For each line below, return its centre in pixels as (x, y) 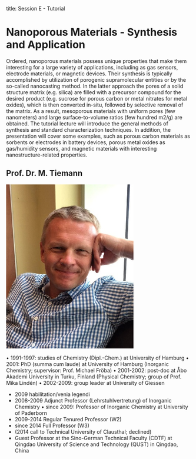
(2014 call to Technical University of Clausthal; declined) (83, 431)
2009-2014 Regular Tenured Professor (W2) (68, 419)
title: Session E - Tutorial (36, 9)
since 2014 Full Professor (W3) (52, 425)
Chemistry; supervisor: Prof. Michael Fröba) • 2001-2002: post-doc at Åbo (97, 370)
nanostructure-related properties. (47, 155)
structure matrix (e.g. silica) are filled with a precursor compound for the (94, 92)
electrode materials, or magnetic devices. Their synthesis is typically (89, 74)
